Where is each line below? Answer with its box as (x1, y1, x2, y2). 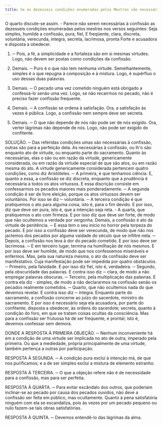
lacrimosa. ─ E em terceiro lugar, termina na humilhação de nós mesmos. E (5, 243, 155, 249)
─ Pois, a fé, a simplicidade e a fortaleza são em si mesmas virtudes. (12, 51, 149, 57)
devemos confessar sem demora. (5, 320, 72, 327)
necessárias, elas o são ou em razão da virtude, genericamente (5, 155, 132, 161)
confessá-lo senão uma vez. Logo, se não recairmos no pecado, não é (12, 90, 153, 96)
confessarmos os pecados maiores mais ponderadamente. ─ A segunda (5, 186, 149, 192)
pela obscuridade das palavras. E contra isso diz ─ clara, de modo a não (5, 269, 149, 274)
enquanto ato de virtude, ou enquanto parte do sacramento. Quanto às (5, 150, 147, 155)
